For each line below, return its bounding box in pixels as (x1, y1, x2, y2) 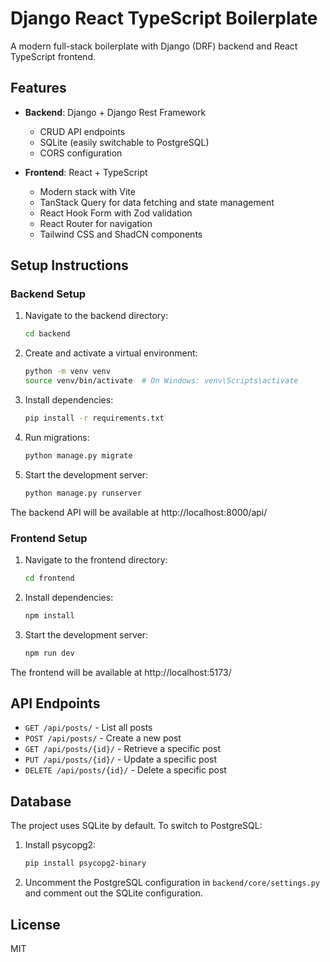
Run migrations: (24, 431, 90, 443)
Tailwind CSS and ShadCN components (39, 228, 203, 240)
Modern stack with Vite (39, 185, 136, 197)
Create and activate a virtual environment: (24, 347, 198, 359)
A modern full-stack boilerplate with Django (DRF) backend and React (10, 40, 298, 52)
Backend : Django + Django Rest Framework (24, 106, 207, 118)
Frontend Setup (10, 531, 88, 545)
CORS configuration (39, 147, 123, 159)
